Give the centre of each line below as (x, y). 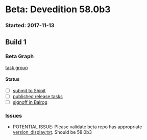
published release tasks (38, 97)
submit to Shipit (29, 91)
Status (13, 79)
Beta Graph (20, 56)
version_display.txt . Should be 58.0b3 (52, 132)
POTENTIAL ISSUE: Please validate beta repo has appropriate (77, 127)
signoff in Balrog (30, 102)
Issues (14, 116)
